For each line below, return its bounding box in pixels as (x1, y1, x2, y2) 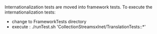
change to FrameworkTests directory (11, 19, 87, 24)
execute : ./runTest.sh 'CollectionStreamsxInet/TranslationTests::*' (11, 24, 146, 30)
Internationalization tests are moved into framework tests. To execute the (4, 4, 153, 10)
